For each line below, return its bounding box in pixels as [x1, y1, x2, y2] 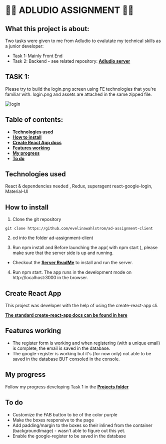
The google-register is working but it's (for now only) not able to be [12, 350, 151, 356]
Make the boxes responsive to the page [12, 417, 94, 423]
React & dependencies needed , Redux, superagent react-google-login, [5, 183, 152, 189]
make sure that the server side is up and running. [12, 250, 114, 256]
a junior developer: [5, 43, 44, 49]
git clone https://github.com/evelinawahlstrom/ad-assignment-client [5, 226, 153, 231]
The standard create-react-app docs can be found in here [5, 312, 127, 318]
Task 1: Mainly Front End [12, 53, 63, 59]
